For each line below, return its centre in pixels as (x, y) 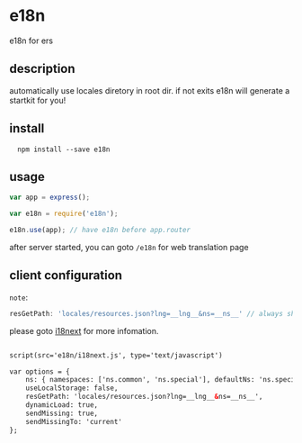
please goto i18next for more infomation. (84, 330)
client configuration (66, 276)
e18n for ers (31, 41)
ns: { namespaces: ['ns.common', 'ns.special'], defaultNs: (140, 380)
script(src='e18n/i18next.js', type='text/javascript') (116, 355)
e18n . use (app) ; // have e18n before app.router (100, 231)
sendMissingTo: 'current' (74, 421)
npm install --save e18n (64, 149)
